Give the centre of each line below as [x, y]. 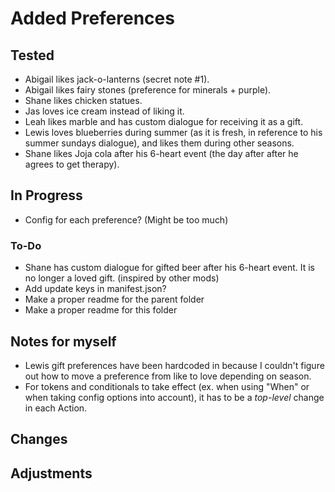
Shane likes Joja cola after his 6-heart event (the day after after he [161, 153]
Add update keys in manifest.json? [95, 289]
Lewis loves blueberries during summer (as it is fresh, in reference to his [173, 132]
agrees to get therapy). [72, 164]
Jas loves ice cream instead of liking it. [104, 111]
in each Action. [56, 408]
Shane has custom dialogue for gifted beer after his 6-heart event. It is [169, 268]
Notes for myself [63, 341]
